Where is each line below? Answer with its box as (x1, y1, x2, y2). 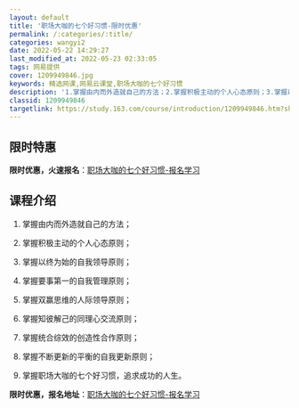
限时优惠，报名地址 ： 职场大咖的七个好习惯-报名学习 (9, 388, 200, 399)
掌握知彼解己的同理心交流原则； (21, 313, 140, 323)
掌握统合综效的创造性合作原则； (21, 331, 140, 343)
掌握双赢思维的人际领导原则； (21, 294, 132, 305)
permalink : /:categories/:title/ (9, 29, 133, 38)
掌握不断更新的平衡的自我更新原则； (21, 351, 156, 362)
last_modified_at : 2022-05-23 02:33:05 (9, 54, 158, 63)
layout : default (9, 12, 69, 22)
